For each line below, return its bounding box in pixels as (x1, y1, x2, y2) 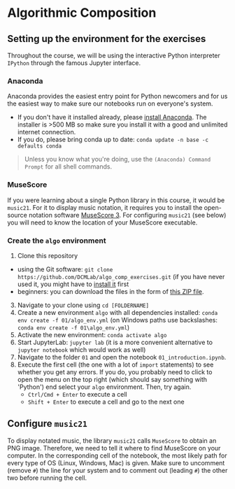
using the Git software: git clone (17, 264, 113, 274)
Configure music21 (7, 418, 87, 430)
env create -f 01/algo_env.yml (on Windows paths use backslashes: (17, 316, 218, 324)
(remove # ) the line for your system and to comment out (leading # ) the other (7, 466, 228, 474)
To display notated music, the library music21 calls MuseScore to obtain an (7, 436, 217, 445)
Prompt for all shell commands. (24, 162, 113, 171)
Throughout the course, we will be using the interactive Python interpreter (7, 51, 220, 59)
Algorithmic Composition (7, 5, 157, 21)
